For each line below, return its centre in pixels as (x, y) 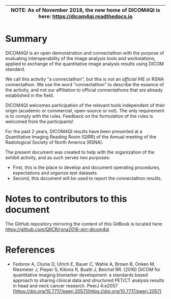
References (30, 250)
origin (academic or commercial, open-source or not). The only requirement (85, 110)
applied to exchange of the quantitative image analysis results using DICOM (85, 64)
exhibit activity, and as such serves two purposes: (58, 157)
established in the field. (30, 95)
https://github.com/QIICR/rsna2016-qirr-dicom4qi (57, 229)
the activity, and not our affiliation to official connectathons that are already (84, 90)
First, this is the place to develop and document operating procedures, (86, 167)
